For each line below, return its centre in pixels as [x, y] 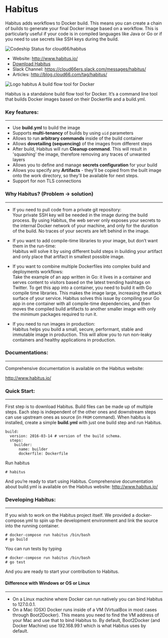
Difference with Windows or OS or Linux [47, 583]
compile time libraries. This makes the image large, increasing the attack [87, 293]
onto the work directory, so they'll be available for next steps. [75, 176]
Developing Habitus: [30, 500]
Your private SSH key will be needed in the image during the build [80, 215]
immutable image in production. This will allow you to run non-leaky [82, 335]
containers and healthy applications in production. [64, 340]
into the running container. [32, 526]
